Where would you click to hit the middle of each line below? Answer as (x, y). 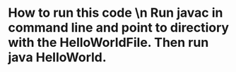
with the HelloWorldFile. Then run (108, 43)
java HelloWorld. (57, 58)
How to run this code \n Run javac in (116, 13)
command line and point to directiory (118, 28)
